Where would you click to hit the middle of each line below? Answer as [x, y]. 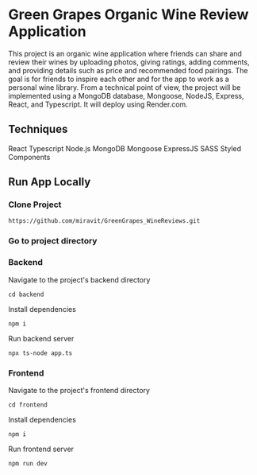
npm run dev [28, 463]
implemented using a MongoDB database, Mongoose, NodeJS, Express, [126, 95]
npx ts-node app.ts [40, 353]
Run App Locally [50, 182]
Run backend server [41, 338]
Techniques [38, 129]
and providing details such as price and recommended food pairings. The [128, 70]
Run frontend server [41, 449]
